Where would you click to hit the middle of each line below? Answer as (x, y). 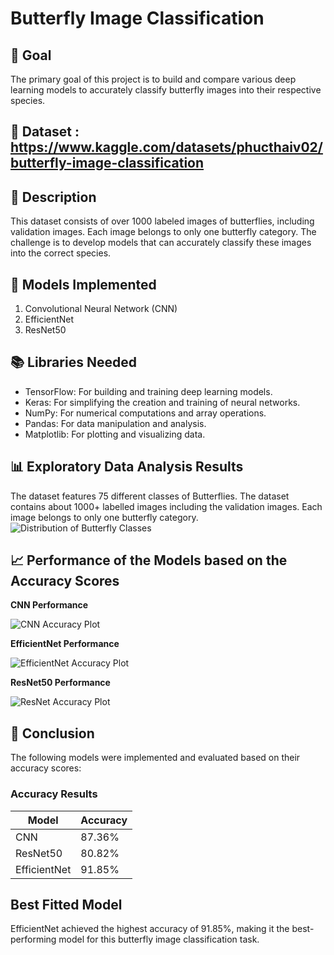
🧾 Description (53, 197)
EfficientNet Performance (65, 644)
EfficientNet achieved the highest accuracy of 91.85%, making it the (150, 929)
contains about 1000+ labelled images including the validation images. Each (166, 506)
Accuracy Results (54, 794)
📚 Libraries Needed (73, 362)
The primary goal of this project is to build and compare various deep (153, 79)
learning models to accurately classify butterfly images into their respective (166, 90)
